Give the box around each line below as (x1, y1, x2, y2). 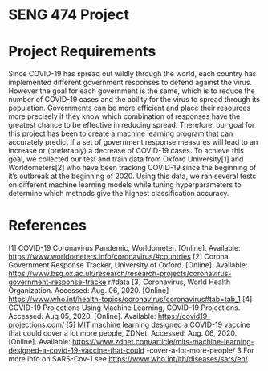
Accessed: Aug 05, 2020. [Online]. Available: (8, 312, 156, 321)
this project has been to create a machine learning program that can (8, 128, 233, 138)
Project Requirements (8, 43, 156, 61)
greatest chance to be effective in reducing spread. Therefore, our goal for (8, 120, 255, 130)
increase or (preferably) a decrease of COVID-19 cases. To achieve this (8, 146, 245, 156)
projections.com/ (8, 320, 65, 330)
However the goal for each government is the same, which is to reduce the (8, 86, 255, 96)
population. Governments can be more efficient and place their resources (8, 103, 251, 113)
